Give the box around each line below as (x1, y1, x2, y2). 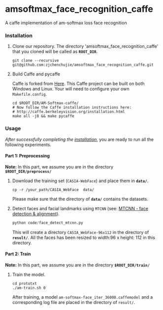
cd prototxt (12, 281, 37, 286)
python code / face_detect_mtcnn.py (12, 220, 83, 225)
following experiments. (5, 142, 52, 148)
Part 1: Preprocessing (5, 153, 50, 159)
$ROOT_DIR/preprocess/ (5, 169, 52, 174)
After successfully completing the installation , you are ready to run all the (5, 136, 154, 142)
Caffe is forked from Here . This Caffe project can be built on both (12, 80, 145, 87)
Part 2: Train (5, 251, 31, 257)
